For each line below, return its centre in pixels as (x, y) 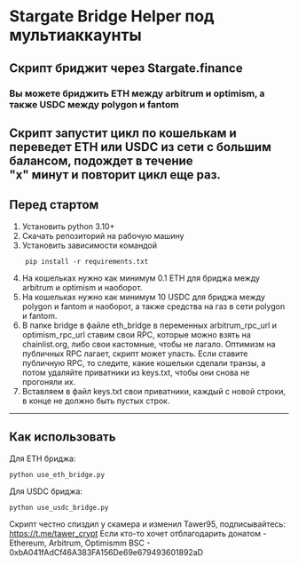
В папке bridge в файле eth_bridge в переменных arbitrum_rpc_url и (149, 325)
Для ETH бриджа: (43, 458)
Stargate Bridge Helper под (112, 16)
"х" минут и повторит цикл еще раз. (115, 175)
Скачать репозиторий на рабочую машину (103, 235)
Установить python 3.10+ (68, 226)
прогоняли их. (49, 382)
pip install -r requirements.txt (87, 261)
